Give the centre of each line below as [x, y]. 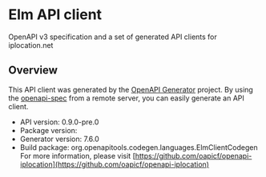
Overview [33, 71]
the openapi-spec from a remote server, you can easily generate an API [126, 98]
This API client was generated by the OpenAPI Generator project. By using [131, 89]
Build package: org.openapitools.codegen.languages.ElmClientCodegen [139, 147]
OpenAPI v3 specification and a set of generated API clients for [113, 37]
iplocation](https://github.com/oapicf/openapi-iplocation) [115, 164]
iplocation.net [31, 45]
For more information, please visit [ [78, 155]
